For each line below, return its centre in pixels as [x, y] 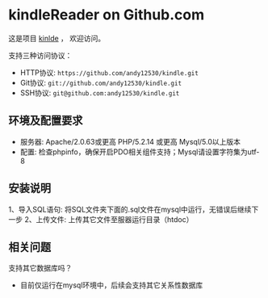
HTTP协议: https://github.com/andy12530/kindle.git [109, 72]
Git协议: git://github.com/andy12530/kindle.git [101, 82]
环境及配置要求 [46, 121]
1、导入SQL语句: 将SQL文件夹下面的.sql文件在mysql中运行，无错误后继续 [130, 209]
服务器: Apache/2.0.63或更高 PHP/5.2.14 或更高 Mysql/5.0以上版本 [130, 141]
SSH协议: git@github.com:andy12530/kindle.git [100, 92]
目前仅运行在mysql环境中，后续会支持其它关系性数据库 [111, 285]
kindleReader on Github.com [107, 15]
